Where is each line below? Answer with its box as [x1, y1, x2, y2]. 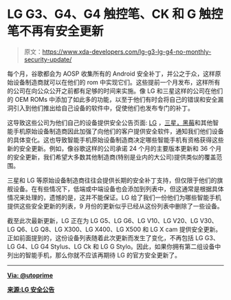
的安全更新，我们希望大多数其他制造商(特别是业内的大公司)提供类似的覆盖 [7, 153, 217, 161]
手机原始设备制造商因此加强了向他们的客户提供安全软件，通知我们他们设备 [12, 127, 224, 135]
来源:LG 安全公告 [7, 285, 55, 293]
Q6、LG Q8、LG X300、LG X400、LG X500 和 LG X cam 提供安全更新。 [16, 225, 222, 233]
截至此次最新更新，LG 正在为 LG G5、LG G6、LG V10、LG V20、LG [7, 216, 199, 224]
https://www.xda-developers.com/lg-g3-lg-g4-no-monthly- [42, 47, 212, 56]
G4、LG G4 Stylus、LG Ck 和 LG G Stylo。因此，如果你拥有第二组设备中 [16, 242, 221, 250]
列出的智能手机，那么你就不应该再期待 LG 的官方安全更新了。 [7, 250, 181, 259]
